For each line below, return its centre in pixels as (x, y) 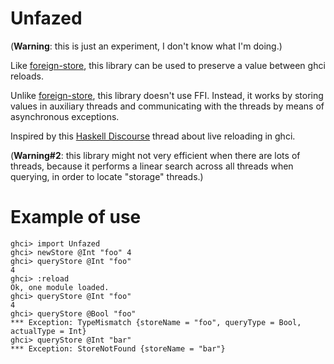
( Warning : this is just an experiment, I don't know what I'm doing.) (146, 46)
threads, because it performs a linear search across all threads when (152, 166)
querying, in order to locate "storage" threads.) (107, 176)
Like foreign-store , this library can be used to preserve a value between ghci (168, 65)
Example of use (76, 217)
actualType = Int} (48, 331)
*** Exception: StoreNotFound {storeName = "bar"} (118, 348)
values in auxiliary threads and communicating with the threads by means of (167, 106)
